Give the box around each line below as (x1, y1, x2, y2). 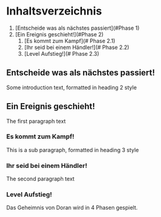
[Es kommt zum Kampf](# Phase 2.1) (24, 37, 115, 44)
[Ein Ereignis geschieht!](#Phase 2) (15, 30, 104, 38)
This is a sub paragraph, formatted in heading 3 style (6, 146, 139, 153)
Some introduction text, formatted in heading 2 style (6, 84, 137, 91)
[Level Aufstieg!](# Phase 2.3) (24, 50, 100, 57)
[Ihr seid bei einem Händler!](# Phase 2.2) (24, 44, 129, 51)
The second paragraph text (6, 175, 75, 182)
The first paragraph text (6, 117, 66, 125)
